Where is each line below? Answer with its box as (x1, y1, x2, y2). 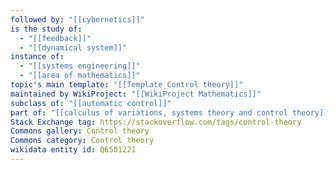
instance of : (10, 52, 65, 62)
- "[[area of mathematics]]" (19, 71, 141, 81)
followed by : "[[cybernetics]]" (10, 14, 145, 25)
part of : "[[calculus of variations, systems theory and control (10, 107, 288, 118)
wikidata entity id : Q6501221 (10, 145, 137, 155)
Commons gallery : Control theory (10, 126, 150, 136)
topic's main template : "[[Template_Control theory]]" (10, 80, 244, 90)
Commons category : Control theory (10, 136, 155, 146)
